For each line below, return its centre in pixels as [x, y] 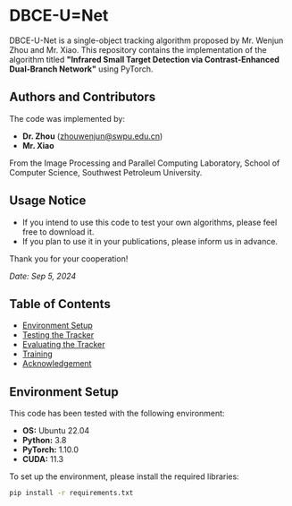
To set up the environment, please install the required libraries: [124, 476]
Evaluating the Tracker [63, 345]
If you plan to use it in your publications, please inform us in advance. [150, 241]
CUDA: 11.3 [43, 459]
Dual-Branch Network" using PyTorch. [81, 69]
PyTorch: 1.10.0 [50, 450]
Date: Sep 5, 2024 [43, 276]
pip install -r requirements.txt [71, 493]
